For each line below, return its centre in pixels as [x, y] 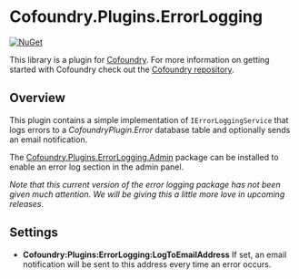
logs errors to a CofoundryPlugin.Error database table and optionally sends [150, 129]
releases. [26, 203]
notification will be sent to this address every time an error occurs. [147, 264]
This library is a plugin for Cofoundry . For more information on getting [140, 59]
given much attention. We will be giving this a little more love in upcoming [147, 194]
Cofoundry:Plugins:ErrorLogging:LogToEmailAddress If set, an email [154, 254]
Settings [34, 233]
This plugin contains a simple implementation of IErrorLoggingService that [149, 119]
